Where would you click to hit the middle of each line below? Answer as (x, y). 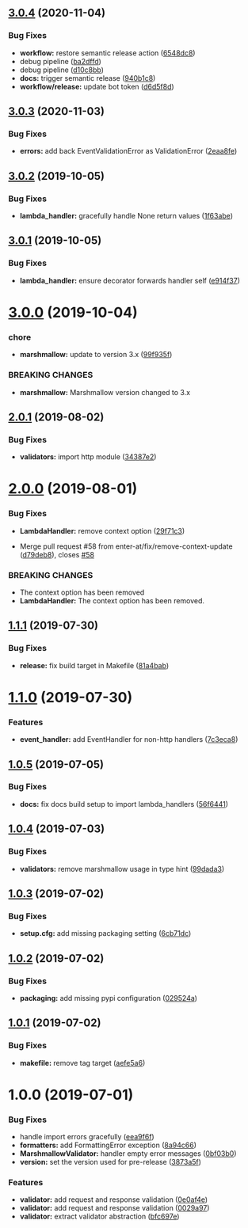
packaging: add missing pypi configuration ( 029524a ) (109, 998)
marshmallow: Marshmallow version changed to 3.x (105, 392)
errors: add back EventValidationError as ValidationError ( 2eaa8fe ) (128, 151)
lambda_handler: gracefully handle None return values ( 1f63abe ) (126, 216)
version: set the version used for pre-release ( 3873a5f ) (111, 1162)
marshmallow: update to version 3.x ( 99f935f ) (96, 355)
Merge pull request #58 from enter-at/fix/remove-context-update (126, 546)
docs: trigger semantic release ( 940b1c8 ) (88, 78)
